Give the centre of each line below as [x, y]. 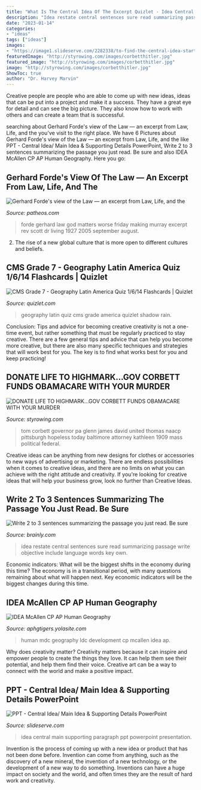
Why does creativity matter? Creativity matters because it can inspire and [97, 652]
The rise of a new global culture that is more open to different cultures [101, 242]
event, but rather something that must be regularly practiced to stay [102, 333]
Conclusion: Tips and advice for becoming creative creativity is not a [91, 326]
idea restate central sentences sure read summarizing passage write [105, 546]
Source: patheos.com [33, 213]
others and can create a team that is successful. [66, 115]
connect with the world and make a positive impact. [70, 671]
